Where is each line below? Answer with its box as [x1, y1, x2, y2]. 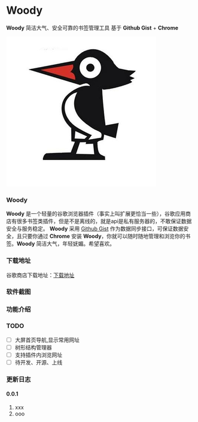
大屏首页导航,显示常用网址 [14, 336, 80, 343]
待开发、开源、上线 [14, 358, 63, 366]
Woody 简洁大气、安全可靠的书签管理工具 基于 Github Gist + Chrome [6, 24, 178, 31]
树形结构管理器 [14, 343, 52, 351]
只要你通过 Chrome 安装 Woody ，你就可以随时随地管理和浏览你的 [22, 233, 185, 240]
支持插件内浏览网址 [14, 351, 63, 358]
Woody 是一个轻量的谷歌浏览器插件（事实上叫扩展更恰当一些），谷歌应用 [6, 210, 186, 218]
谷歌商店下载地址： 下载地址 [6, 271, 75, 279]
